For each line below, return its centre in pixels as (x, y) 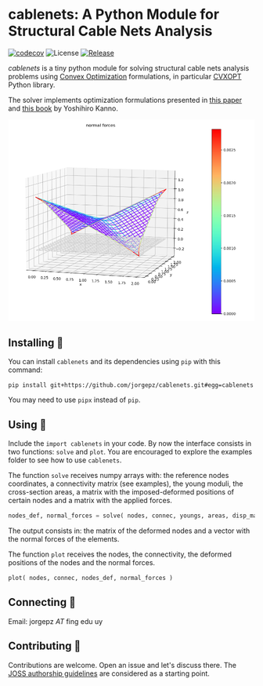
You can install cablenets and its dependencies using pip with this (114, 362)
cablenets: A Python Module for (114, 15)
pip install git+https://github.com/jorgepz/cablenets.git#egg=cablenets (131, 385)
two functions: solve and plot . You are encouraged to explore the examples (130, 452)
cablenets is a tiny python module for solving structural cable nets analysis (129, 68)
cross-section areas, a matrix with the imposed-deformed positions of (121, 492)
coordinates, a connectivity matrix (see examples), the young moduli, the (126, 483)
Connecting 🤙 (42, 602)
